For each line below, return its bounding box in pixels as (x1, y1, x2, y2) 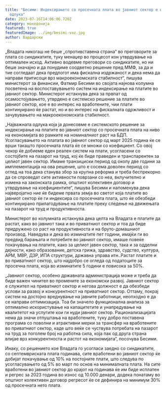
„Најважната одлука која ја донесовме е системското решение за (5, 121, 145, 127)
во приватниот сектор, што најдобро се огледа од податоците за (5, 258, 142, 263)
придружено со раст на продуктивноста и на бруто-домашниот (5, 226, 140, 232)
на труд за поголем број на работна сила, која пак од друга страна (5, 330, 147, 336)
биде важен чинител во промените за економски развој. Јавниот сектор (5, 277, 159, 283)
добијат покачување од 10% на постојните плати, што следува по (5, 356, 144, 362)
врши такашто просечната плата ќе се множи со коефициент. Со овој (5, 142, 152, 148)
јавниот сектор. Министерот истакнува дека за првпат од (5, 90, 127, 97)
